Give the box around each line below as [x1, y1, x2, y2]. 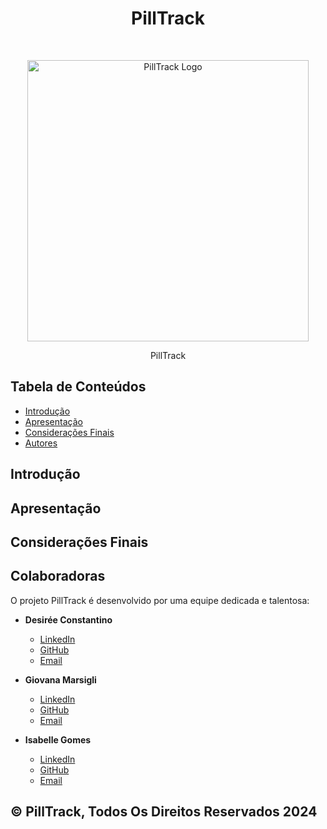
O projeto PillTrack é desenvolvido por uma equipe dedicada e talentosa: [10, 594, 310, 606]
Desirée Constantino [24, 613, 113, 626]
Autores [24, 437, 58, 449]
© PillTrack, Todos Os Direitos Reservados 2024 [10, 803, 318, 821]
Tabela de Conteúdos [10, 378, 147, 396]
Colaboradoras [10, 568, 106, 585]
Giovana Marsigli [24, 673, 97, 686]
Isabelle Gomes [24, 733, 92, 746]
